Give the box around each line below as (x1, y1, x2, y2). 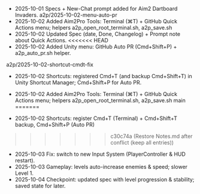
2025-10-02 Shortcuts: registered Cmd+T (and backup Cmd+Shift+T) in (14, 73, 193, 79)
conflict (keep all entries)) (110, 139, 174, 146)
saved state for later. (14, 182, 66, 189)
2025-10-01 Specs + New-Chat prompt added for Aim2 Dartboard (14, 5, 178, 12)
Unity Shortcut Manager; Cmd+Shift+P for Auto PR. (14, 79, 142, 86)
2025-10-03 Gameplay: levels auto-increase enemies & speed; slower (14, 164, 187, 170)
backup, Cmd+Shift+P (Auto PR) (14, 121, 95, 128)
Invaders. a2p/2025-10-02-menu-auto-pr (14, 11, 118, 19)
